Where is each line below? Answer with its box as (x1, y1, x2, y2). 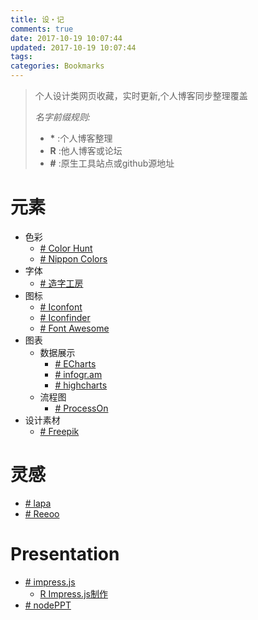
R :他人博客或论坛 (49, 145, 123, 156)
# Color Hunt (39, 242, 93, 254)
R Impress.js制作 (39, 587, 108, 600)
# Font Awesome (39, 322, 110, 334)
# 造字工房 (39, 277, 84, 289)
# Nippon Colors (39, 252, 108, 265)
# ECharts (54, 357, 97, 370)
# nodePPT (24, 599, 72, 611)
